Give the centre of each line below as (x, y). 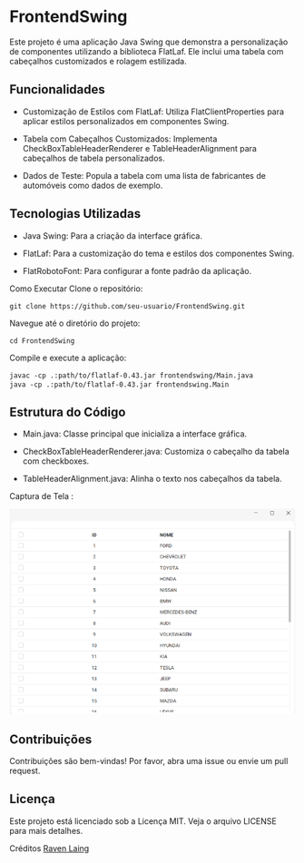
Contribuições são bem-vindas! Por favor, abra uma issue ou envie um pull (149, 760)
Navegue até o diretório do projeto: (75, 323)
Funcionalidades (58, 89)
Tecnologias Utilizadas (75, 214)
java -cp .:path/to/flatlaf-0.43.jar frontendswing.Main (119, 384)
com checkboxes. (56, 461)
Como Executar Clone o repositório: (76, 289)
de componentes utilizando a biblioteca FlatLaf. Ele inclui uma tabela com (147, 51)
